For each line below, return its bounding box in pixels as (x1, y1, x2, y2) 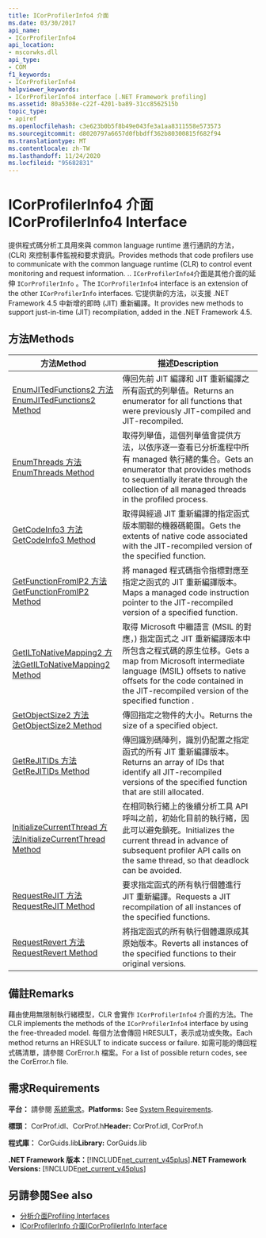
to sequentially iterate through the (122, 474, 248, 485)
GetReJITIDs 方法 (12, 755, 78, 766)
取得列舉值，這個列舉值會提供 (122, 429, 234, 440)
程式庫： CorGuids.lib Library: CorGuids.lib (8, 1138, 147, 1148)
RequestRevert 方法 (12, 936, 85, 948)
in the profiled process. (122, 494, 208, 505)
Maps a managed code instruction (122, 586, 249, 598)
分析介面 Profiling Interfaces (19, 1211, 110, 1221)
